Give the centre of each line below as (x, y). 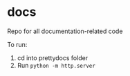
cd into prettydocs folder (53, 58)
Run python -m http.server (56, 65)
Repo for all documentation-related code (65, 31)
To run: (17, 44)
